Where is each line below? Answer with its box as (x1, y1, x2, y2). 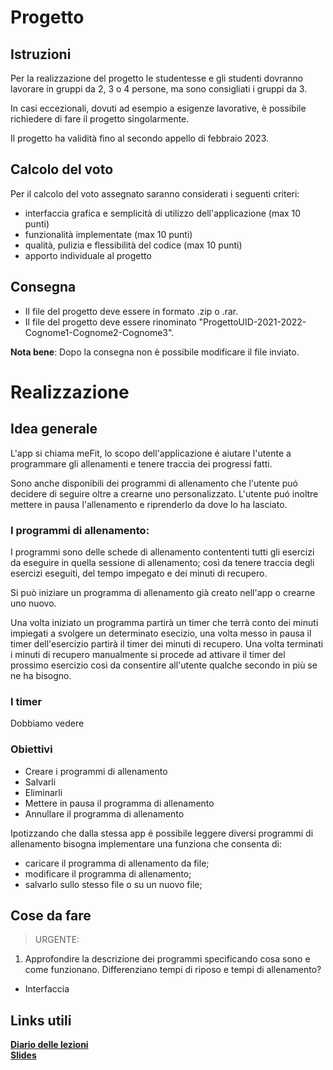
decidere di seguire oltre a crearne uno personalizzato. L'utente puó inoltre (10, 487, 319, 500)
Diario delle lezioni (10, 1039, 89, 1051)
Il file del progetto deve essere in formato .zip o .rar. (24, 305, 239, 317)
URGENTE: (34, 934, 80, 946)
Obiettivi (10, 742, 53, 756)
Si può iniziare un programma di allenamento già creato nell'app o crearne (10, 586, 316, 598)
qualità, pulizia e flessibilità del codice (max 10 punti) (24, 239, 243, 251)
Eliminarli (24, 786, 63, 798)
